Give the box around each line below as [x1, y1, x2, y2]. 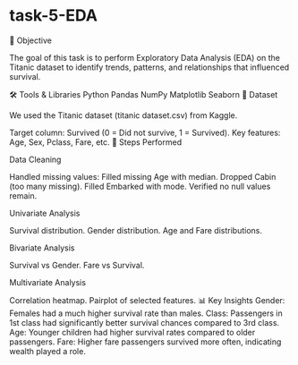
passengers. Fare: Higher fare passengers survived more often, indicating [9, 336, 282, 347]
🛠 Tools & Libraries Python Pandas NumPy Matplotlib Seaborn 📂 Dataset [9, 89, 278, 99]
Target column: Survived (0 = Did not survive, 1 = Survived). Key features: [9, 127, 281, 138]
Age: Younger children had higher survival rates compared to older [9, 327, 256, 337]
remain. [9, 190, 38, 201]
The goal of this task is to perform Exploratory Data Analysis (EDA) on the [9, 52, 280, 63]
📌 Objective [9, 35, 52, 46]
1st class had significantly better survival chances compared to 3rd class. [9, 317, 280, 327]
